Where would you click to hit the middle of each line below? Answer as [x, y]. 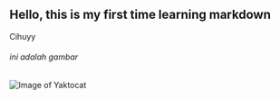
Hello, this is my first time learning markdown [140, 15]
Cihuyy [23, 36]
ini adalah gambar [44, 57]
